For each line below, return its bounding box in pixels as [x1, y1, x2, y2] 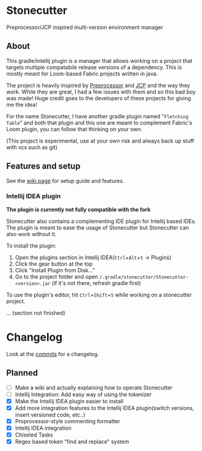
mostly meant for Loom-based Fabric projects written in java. [6, 70, 158, 77]
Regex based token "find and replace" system [14, 438, 130, 446]
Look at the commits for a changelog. [6, 350, 99, 357]
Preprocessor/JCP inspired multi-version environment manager [6, 24, 163, 31]
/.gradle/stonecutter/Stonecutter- [99, 274, 189, 280]
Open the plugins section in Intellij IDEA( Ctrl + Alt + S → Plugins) [14, 254, 172, 261]
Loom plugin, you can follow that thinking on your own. [6, 125, 143, 133]
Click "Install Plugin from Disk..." [14, 266, 95, 273]
